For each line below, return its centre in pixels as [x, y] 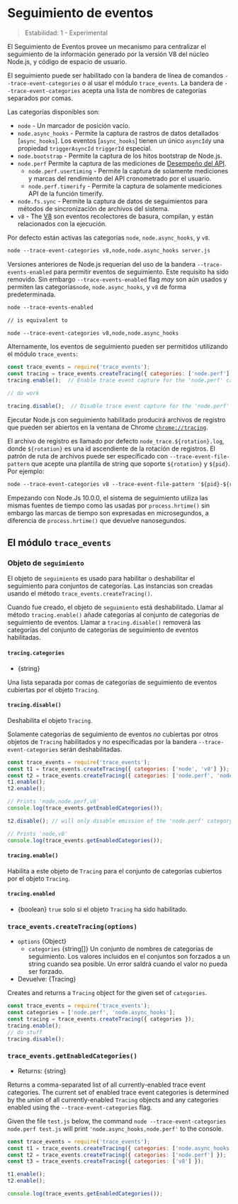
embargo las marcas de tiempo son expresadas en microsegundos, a [108, 512]
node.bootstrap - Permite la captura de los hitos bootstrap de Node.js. [120, 156]
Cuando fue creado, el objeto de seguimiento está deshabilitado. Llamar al [115, 607]
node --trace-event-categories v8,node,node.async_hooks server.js [109, 250]
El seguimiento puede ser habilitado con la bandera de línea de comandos [115, 75]
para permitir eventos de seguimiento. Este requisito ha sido [141, 272]
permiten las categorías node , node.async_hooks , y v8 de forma [97, 286]
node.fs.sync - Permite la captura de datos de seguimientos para [113, 201]
